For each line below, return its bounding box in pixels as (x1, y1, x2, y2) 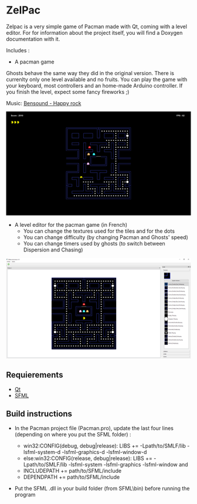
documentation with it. (6, 35, 60, 42)
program (14, 491, 36, 498)
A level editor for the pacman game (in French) (14, 221, 128, 229)
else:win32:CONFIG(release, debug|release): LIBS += (23, 455, 152, 462)
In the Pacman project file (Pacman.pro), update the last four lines (14, 424, 174, 432)
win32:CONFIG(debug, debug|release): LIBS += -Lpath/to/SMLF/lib (23, 442, 186, 449)
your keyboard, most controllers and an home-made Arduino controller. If (6, 82, 183, 89)
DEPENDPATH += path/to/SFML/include (23, 473, 120, 481)
